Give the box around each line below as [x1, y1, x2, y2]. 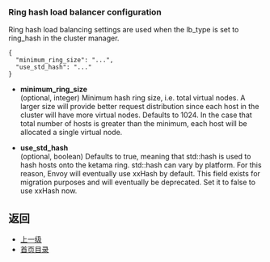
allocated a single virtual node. [19, 128, 123, 137]
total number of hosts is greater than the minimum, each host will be [19, 119, 248, 129]
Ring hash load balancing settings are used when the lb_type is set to [8, 25, 239, 35]
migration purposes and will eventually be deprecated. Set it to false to [19, 177, 256, 188]
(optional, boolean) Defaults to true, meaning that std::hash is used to [19, 152, 251, 162]
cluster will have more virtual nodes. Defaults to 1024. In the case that [19, 110, 252, 120]
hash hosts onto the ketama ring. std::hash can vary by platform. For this [19, 160, 262, 170]
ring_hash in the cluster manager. [8, 33, 120, 43]
